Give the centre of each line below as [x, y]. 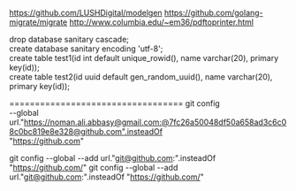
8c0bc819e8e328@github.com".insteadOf [86, 131]
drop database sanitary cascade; [69, 39]
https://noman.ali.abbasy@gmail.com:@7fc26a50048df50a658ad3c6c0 [155, 122]
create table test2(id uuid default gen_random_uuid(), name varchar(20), [141, 77]
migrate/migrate [38, 22]
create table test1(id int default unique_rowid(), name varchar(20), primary [144, 58]
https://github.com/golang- [213, 13]
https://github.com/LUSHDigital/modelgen [86, 13]
